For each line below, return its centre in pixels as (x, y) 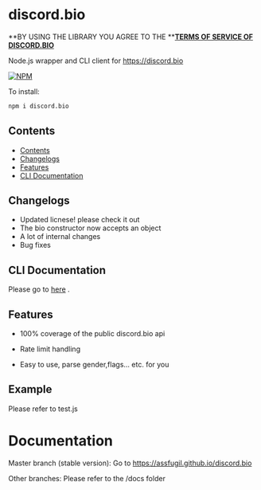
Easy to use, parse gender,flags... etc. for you (94, 365)
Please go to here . (39, 289)
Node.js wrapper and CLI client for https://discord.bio (96, 61)
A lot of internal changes (60, 237)
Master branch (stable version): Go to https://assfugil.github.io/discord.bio (130, 463)
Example (30, 389)
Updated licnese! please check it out (80, 220)
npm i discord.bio (39, 106)
